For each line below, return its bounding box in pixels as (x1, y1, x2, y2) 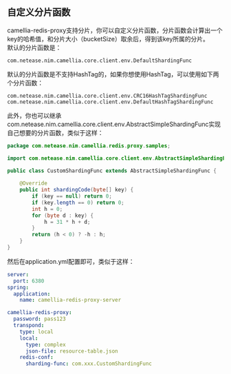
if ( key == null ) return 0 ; (32, 193, 112, 200)
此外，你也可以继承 (7, 111, 62, 119)
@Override (19, 180, 48, 187)
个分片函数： (7, 79, 43, 87)
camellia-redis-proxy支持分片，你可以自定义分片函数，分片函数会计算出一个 (7, 26, 223, 34)
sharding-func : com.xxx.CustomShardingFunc (25, 360, 153, 367)
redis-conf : (19, 354, 54, 361)
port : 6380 (13, 278, 45, 284)
